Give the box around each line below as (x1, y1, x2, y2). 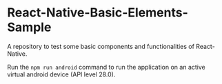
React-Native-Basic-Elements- (7, 5, 188, 21)
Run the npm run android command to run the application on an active (7, 63, 205, 71)
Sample (7, 19, 52, 35)
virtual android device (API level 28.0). (7, 70, 116, 78)
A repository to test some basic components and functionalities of (7, 42, 195, 50)
